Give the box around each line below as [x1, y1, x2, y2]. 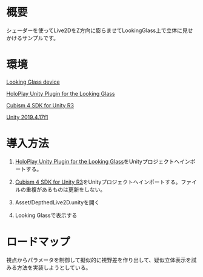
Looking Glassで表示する [15, 212, 78, 219]
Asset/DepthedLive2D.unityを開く [15, 198, 100, 206]
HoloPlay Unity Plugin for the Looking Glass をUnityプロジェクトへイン [15, 158, 190, 165]
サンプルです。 [22, 34, 59, 41]
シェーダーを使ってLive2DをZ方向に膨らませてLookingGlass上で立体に [6, 27, 183, 34]
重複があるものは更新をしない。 [25, 185, 106, 193]
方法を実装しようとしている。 [16, 264, 92, 271]
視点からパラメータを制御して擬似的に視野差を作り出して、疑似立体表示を [6, 256, 192, 264]
